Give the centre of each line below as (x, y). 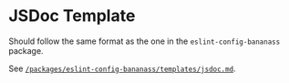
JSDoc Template (72, 16)
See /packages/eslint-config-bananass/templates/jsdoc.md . (122, 68)
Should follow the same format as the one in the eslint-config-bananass (144, 41)
